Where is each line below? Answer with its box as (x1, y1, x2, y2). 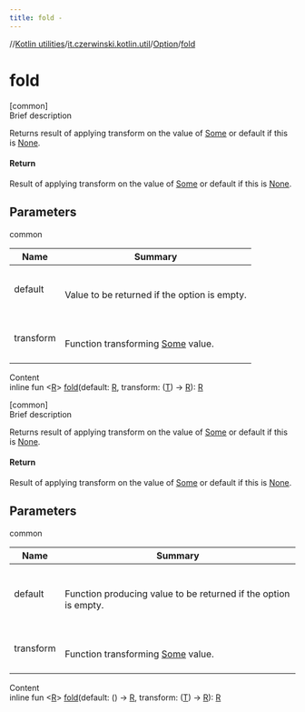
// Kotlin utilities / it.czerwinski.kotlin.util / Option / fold (9, 38, 196, 49)
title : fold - (9, 13, 64, 23)
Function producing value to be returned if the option (64, 587, 290, 600)
